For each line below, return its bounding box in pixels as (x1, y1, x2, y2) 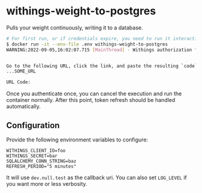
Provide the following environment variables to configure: (6, 136, 148, 143)
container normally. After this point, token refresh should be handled (6, 96, 176, 104)
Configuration (6, 120, 60, 130)
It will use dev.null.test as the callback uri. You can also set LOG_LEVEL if (6, 174, 188, 181)
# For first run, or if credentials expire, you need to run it (6, 35, 171, 41)
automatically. (6, 103, 41, 110)
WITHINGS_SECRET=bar (6, 153, 58, 159)
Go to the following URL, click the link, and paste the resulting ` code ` (6, 63, 198, 69)
